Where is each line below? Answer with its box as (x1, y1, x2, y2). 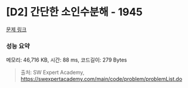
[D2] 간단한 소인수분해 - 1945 (6, 5, 143, 19)
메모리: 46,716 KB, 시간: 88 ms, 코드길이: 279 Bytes (6, 56, 127, 63)
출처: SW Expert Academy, (20, 69, 85, 76)
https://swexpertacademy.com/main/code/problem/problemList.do (20, 76, 183, 83)
